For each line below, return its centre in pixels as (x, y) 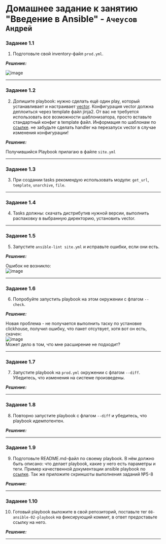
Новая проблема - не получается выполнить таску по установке (74, 323)
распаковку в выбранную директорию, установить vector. (74, 218)
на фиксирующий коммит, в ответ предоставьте (107, 517)
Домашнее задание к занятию (72, 9)
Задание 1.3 (21, 169)
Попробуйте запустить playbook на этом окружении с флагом (78, 299)
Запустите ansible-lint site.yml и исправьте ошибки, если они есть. (86, 247)
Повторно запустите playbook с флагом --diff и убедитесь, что (80, 415)
